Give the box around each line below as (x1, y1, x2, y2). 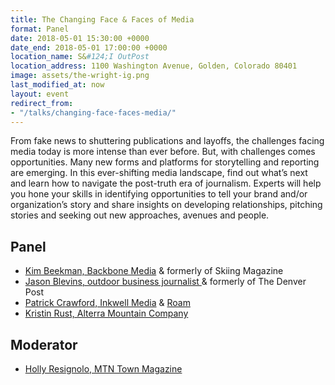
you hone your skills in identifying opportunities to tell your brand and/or (10, 188, 308, 200)
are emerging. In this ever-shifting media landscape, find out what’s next (10, 167, 308, 179)
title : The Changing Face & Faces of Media (10, 14, 195, 25)
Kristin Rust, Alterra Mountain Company (24, 307, 189, 320)
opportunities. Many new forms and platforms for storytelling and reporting (10, 156, 320, 168)
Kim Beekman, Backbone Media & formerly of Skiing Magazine (24, 265, 284, 277)
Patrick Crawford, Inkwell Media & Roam (24, 297, 191, 309)
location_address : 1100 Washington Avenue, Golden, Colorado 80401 (10, 61, 298, 71)
